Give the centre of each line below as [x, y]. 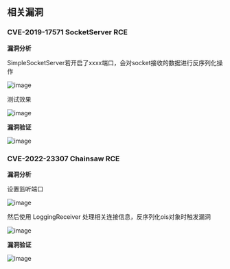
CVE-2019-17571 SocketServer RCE [68, 32]
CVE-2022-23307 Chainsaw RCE [64, 159]
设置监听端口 [25, 189]
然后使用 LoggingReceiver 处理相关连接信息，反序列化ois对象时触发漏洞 [109, 217]
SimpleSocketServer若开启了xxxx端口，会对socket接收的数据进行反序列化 [112, 62]
